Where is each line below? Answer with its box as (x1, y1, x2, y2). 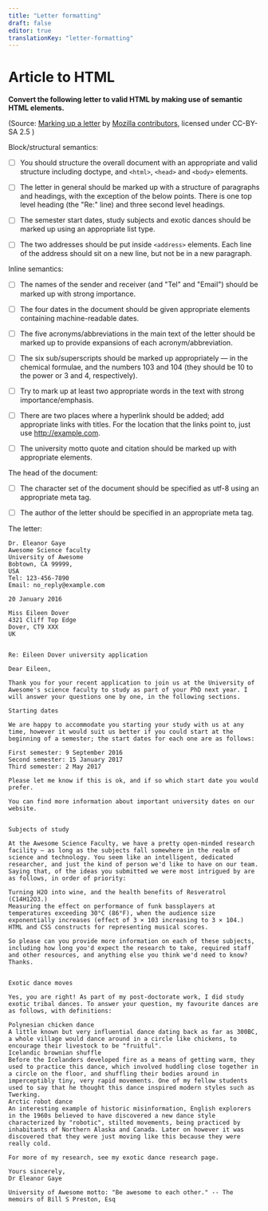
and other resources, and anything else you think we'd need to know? (8, 951, 248, 959)
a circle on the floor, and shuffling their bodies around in (8, 1070, 219, 1078)
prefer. (8, 783, 34, 791)
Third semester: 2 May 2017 (8, 763, 102, 771)
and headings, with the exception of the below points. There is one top (19, 191, 253, 201)
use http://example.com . (19, 428, 101, 437)
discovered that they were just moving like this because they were (8, 1133, 241, 1141)
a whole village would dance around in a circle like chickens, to (8, 1035, 238, 1043)
